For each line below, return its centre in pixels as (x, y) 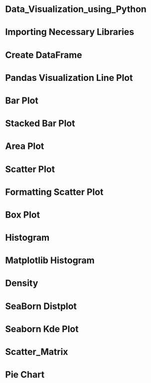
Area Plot (25, 146)
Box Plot (23, 214)
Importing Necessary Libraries (70, 32)
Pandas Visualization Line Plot (69, 78)
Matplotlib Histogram (50, 260)
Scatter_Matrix (37, 352)
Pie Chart (25, 375)
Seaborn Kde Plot (42, 329)
